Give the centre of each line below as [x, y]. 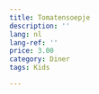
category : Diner [40, 59]
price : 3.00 [31, 51]
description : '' [40, 26]
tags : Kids [30, 68]
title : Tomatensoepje [50, 17]
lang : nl [26, 34]
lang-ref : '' [34, 43]
